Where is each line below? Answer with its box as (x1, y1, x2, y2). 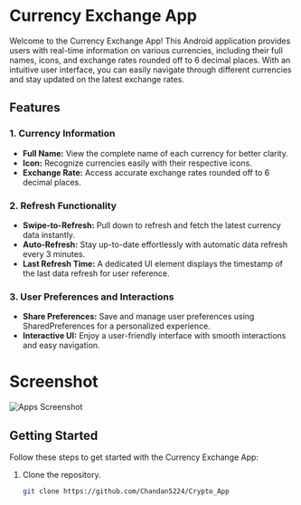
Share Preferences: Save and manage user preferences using (22, 311, 255, 322)
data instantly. (22, 229, 75, 240)
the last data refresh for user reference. (22, 268, 170, 279)
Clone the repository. (22, 469, 101, 480)
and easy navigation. (22, 340, 101, 351)
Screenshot (9, 372, 99, 392)
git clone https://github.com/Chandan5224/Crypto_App (22, 486, 230, 496)
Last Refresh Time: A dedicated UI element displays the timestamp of (22, 258, 283, 269)
